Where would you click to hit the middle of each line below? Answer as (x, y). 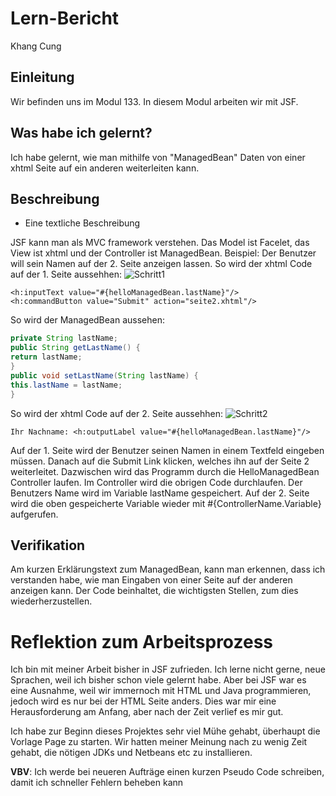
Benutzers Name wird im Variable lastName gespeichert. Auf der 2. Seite (160, 493)
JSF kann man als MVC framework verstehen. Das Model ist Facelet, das (160, 243)
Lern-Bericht (65, 18)
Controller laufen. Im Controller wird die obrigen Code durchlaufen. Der (156, 482)
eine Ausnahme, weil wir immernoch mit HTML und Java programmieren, (161, 691)
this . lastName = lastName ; (66, 385)
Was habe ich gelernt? (81, 133)
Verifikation (48, 545)
